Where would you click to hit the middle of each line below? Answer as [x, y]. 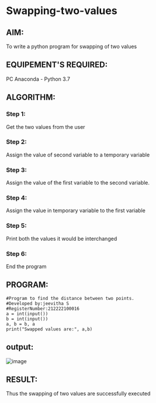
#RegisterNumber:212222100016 [43, 309]
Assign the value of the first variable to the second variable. [78, 183]
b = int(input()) [27, 319]
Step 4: [17, 198]
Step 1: [16, 114]
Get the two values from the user [46, 127]
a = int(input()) [27, 314]
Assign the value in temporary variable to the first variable [76, 211]
